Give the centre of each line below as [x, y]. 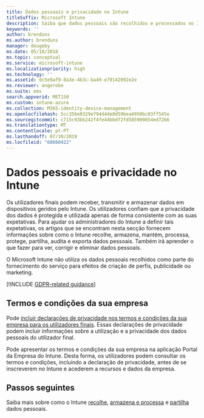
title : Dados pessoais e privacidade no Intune [68, 12]
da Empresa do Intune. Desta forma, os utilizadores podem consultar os [96, 356]
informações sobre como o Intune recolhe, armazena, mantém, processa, [98, 235]
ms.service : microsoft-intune [45, 63]
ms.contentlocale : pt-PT [38, 131]
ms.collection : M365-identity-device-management [69, 108]
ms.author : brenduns [32, 40]
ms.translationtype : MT [36, 126]
